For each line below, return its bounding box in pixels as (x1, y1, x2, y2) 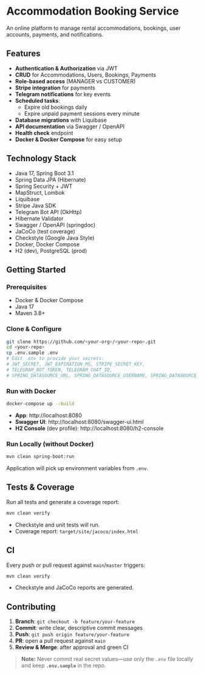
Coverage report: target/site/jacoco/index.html (15, 527, 138, 535)
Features (6, 49, 41, 59)
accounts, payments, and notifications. (6, 30, 104, 38)
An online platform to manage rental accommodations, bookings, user (6, 24, 181, 32)
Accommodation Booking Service (6, 4, 179, 18)
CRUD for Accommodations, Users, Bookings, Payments (15, 71, 157, 78)
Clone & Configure (6, 325, 62, 333)
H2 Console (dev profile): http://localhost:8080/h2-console (15, 424, 164, 432)
